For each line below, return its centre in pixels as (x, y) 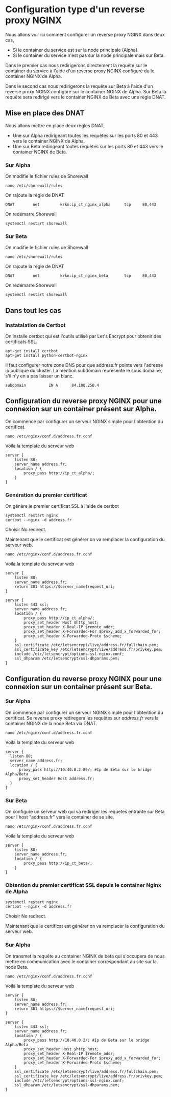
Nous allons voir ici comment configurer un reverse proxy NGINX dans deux (85, 34)
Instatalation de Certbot (35, 325)
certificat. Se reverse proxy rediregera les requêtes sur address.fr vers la (82, 718)
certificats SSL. (21, 342)
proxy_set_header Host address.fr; (57, 779)
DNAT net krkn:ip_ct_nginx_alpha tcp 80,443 (81, 205)
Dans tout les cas (33, 311)
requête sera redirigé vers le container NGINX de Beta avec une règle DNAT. (86, 97)
